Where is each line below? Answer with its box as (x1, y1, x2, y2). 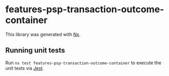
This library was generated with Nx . (5, 31, 81, 37)
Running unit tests (5, 46, 65, 55)
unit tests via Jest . (5, 65, 44, 71)
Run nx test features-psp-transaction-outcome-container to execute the (5, 60, 162, 66)
